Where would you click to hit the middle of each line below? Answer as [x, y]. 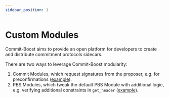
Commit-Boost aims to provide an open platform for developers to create [81, 49]
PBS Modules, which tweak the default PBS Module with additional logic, [88, 84]
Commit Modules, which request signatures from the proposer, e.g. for [86, 74]
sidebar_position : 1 [27, 10]
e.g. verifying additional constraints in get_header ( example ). [75, 90]
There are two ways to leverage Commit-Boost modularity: [66, 64]
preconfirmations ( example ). [42, 79]
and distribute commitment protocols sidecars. [54, 54]
